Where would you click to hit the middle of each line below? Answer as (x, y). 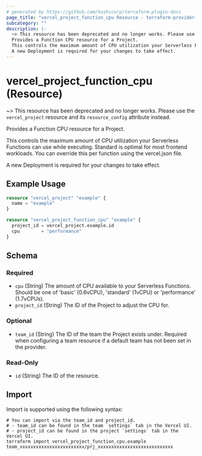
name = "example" (33, 204)
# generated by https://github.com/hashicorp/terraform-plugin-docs (94, 12)
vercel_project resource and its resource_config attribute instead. (89, 117)
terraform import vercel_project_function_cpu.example (76, 442)
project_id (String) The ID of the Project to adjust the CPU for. (92, 305)
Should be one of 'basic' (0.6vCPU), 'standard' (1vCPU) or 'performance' (105, 292)
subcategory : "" (26, 23)
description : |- (26, 29)
